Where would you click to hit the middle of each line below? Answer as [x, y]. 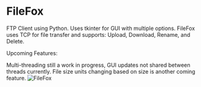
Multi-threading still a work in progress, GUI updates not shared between [98, 65]
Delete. [15, 41]
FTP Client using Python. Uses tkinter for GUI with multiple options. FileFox [100, 28]
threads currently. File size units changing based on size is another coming [101, 71]
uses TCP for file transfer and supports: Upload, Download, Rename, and [98, 34]
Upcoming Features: [32, 53]
